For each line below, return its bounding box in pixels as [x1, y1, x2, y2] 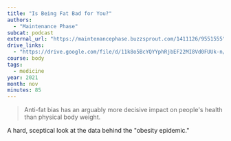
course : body [7, 55, 45, 62]
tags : [7, 61, 23, 68]
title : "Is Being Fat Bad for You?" [7, 10, 112, 17]
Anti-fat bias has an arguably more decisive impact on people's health [23, 106, 223, 114]
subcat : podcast [7, 29, 54, 36]
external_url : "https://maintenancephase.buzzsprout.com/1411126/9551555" [7, 36, 226, 43]
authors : [7, 17, 32, 23]
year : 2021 [7, 74, 38, 81]
